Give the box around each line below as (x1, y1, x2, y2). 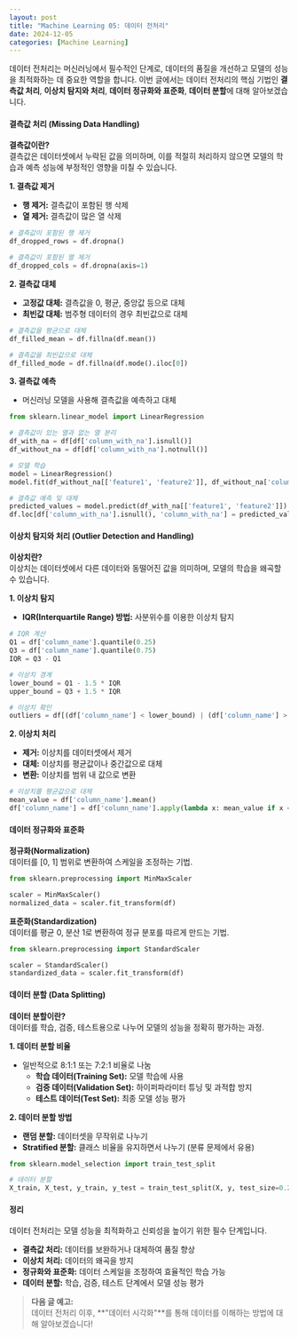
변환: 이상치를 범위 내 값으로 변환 (21, 769, 137, 780)
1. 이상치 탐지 (9, 593, 55, 604)
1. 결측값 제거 (9, 181, 55, 192)
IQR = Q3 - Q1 (9, 655, 62, 664)
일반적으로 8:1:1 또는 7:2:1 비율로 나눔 (21, 1059, 152, 1070)
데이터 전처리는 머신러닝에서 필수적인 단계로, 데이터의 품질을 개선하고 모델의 (9, 63, 272, 74)
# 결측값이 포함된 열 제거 (9, 253, 90, 262)
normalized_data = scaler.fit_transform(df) (9, 898, 176, 907)
